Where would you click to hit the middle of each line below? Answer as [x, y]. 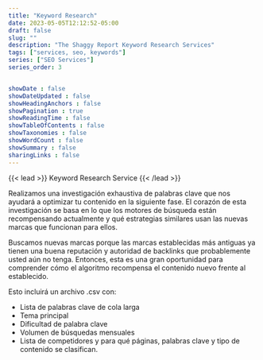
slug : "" [23, 38]
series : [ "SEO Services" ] [51, 60]
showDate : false [37, 88]
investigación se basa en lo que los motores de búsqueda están [112, 210]
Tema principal [44, 315]
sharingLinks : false [44, 155]
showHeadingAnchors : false [55, 103]
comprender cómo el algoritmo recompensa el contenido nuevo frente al [127, 268]
